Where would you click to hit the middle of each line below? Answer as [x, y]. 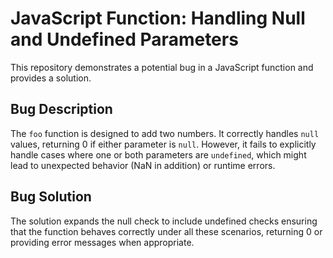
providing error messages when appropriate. [102, 242]
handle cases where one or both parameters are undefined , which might [158, 154]
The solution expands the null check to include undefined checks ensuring [164, 221]
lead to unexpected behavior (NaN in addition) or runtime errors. [143, 165]
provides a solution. [51, 78]
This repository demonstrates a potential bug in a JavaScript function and [162, 67]
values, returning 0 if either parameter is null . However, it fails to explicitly [163, 144]
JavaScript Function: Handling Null [158, 18]
